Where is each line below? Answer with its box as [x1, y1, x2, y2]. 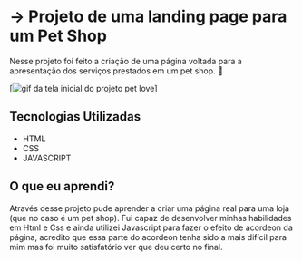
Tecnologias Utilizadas [9, 109, 141, 124]
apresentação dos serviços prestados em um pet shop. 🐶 [9, 65, 224, 76]
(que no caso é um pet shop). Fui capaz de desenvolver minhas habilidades [9, 212, 292, 223]
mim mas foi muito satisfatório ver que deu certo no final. [9, 241, 223, 252]
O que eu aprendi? [9, 179, 115, 194]
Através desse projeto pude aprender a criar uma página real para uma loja [9, 202, 290, 214]
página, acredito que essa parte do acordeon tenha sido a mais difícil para [9, 231, 287, 242]
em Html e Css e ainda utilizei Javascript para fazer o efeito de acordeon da [9, 222, 293, 233]
